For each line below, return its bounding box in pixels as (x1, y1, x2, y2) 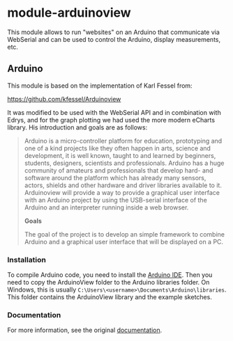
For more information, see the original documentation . (7, 326, 163, 335)
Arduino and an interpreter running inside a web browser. (24, 203, 189, 212)
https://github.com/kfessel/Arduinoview (7, 95, 121, 103)
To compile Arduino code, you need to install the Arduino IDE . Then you (7, 271, 213, 279)
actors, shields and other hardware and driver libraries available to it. (24, 181, 222, 189)
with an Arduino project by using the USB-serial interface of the (24, 196, 207, 204)
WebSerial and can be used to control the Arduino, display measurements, (7, 35, 221, 43)
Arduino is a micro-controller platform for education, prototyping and (24, 136, 223, 145)
